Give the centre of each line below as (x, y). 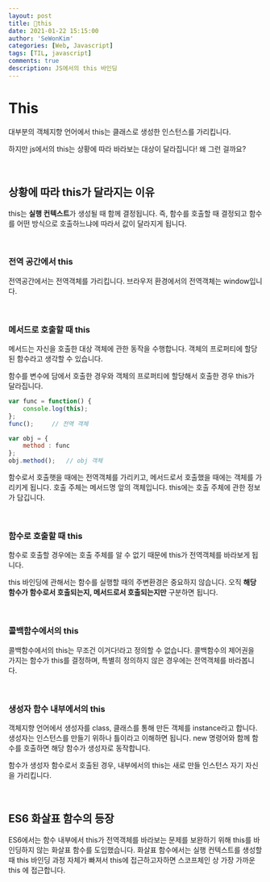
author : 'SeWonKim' (41, 38)
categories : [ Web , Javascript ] (61, 46)
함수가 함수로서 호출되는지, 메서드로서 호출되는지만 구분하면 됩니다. (113, 592)
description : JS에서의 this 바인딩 (63, 69)
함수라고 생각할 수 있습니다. (60, 359)
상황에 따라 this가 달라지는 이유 (81, 192)
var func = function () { (50, 401)
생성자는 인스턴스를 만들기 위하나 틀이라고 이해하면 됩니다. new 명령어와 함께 (129, 738)
